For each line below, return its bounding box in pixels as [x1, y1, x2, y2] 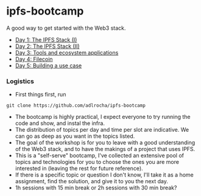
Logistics [6, 77, 35, 86]
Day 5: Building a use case [15, 62, 82, 69]
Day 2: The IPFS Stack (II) [15, 42, 80, 50]
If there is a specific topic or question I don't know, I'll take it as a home [15, 171, 194, 178]
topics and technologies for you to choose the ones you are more [15, 158, 180, 166]
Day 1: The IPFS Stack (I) [15, 36, 77, 43]
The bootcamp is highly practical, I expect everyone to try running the [15, 113, 191, 121]
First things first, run [15, 91, 66, 98]
